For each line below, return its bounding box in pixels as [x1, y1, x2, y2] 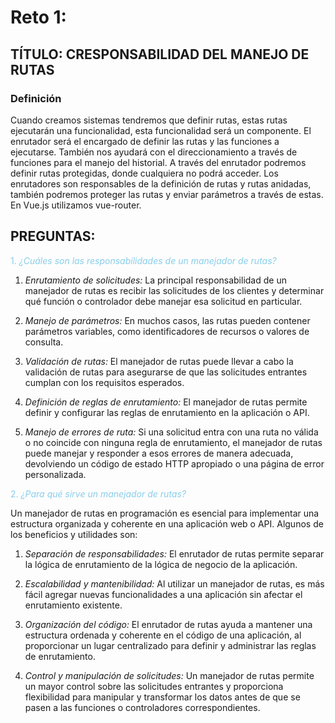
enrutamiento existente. [24, 599, 123, 611]
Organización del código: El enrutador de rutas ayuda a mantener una [24, 618, 313, 630]
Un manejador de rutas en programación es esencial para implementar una [10, 507, 320, 519]
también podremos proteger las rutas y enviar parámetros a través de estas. [10, 188, 324, 200]
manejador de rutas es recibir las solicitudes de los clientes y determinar [24, 284, 325, 296]
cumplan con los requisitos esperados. [24, 376, 185, 388]
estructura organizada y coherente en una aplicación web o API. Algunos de [10, 517, 324, 530]
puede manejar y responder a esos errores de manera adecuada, [24, 447, 294, 459]
